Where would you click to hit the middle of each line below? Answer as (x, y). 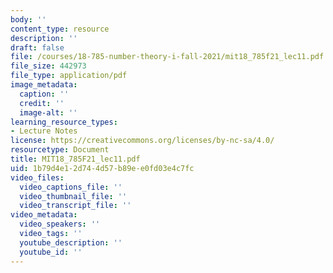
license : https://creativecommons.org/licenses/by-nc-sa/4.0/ (142, 141)
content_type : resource (60, 29)
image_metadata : (44, 85)
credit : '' (42, 103)
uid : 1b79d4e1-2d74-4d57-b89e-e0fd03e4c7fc (102, 168)
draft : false (37, 47)
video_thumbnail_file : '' (73, 196)
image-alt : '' (48, 112)
